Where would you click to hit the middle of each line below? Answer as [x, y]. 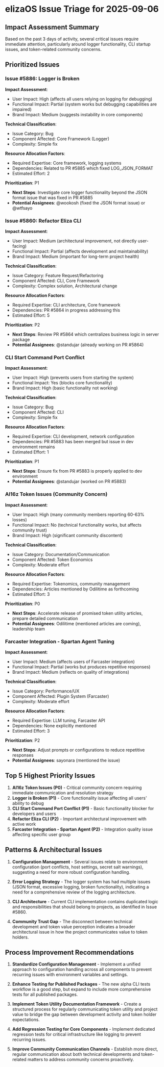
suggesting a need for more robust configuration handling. [71, 872]
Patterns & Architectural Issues [54, 850]
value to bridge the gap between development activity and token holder [84, 1015]
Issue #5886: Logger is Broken [42, 78]
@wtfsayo [22, 208]
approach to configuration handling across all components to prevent [82, 969]
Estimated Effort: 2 [31, 173]
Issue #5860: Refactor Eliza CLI [43, 221]
